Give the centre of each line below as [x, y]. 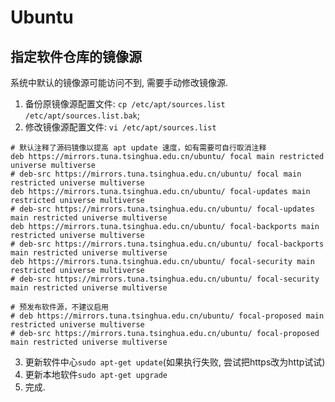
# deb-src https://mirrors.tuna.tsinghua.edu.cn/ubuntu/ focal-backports [167, 244]
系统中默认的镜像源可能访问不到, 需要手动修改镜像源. [119, 82]
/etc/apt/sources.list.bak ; [82, 115]
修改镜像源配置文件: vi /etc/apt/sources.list [120, 127]
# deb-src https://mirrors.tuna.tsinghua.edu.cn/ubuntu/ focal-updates [162, 209]
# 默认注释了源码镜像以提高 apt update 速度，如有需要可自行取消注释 [138, 148]
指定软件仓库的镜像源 [76, 56]
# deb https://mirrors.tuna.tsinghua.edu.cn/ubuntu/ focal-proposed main [167, 316]
